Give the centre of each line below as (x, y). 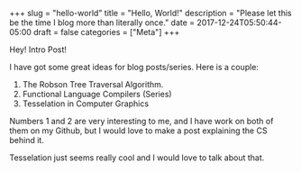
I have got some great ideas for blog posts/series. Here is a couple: (134, 67)
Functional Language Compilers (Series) (97, 94)
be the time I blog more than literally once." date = (102, 23)
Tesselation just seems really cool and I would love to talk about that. (137, 158)
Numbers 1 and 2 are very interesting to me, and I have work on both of (141, 121)
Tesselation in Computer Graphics (86, 104)
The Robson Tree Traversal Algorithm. (93, 84)
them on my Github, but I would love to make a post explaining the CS (138, 131)
